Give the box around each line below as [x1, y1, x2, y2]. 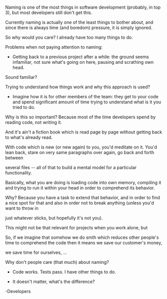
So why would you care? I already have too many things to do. [5, 35, 133, 40]
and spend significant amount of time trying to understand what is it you [12, 99, 161, 105]
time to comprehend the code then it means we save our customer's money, [5, 240, 162, 245]
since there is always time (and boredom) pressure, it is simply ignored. [5, 25, 152, 31]
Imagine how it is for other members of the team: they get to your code [12, 94, 158, 99]
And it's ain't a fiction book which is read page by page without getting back [5, 129, 162, 135]
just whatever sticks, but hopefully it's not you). [5, 215, 103, 221]
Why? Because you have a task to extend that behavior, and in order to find [5, 195, 160, 200]
